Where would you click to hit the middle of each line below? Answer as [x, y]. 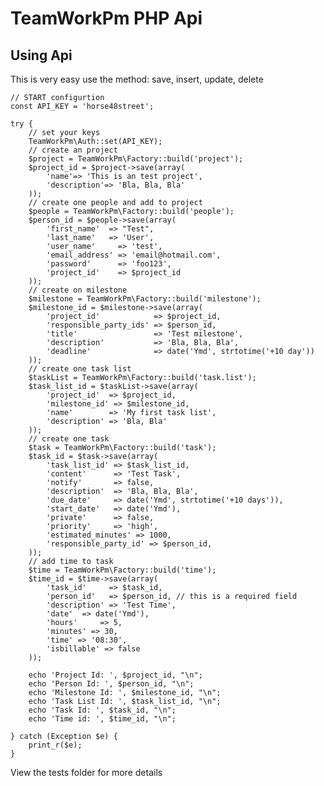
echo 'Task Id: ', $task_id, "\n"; [102, 710]
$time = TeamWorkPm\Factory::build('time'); [122, 570]
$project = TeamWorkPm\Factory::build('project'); [136, 159]
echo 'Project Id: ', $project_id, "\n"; [115, 675]
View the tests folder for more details [86, 772]
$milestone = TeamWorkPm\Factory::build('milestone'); [145, 299]
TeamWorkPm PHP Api [106, 18]
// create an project [73, 150]
